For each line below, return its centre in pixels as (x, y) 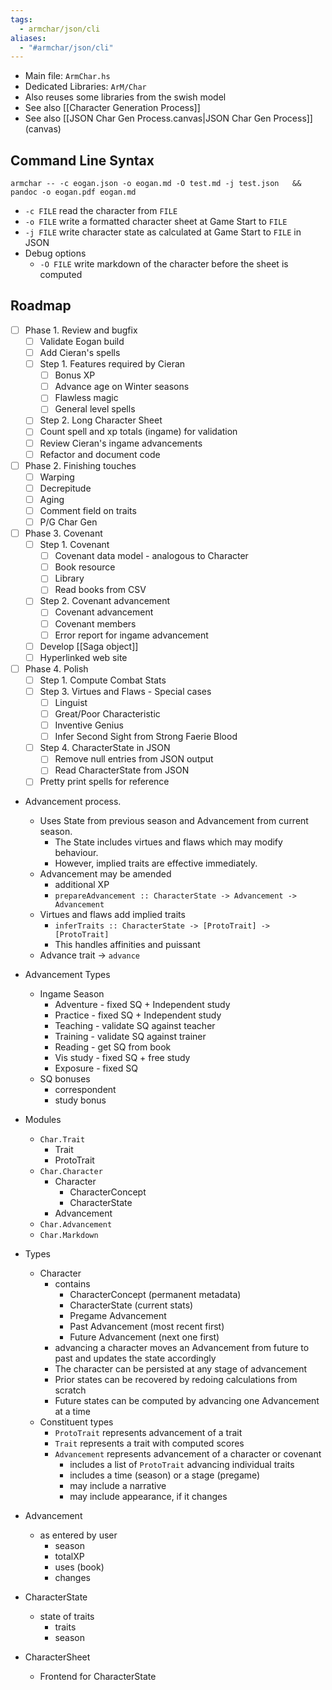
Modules (43, 1120)
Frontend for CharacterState (98, 1677)
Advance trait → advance (89, 955)
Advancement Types (67, 975)
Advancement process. (73, 802)
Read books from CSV (100, 590)
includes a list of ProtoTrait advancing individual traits (182, 1465)
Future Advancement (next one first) (144, 1337)
